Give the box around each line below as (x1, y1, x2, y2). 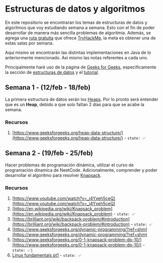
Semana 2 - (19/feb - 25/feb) (5, 149, 93, 158)
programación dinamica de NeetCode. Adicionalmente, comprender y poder (5, 167, 158, 173)
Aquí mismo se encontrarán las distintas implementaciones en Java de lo (5, 50, 151, 55)
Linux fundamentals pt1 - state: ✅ (12, 252, 82, 258)
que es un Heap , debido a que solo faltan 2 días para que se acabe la (5, 101, 145, 107)
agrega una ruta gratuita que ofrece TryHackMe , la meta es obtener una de (5, 35, 156, 41)
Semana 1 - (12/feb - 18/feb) (5, 84, 91, 92)
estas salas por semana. (5, 40, 54, 46)
